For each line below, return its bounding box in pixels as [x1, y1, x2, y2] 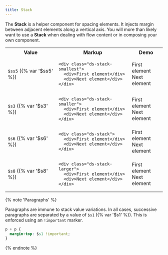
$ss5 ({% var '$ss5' [7, 67, 53, 74]
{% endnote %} [5, 245, 37, 251]
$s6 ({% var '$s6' [7, 134, 48, 141]
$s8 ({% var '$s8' [7, 167, 48, 174]
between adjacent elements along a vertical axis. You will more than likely [5, 26, 157, 32]
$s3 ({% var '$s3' [7, 102, 48, 109]
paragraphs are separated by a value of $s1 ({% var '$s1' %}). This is [5, 211, 147, 217]
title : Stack [5, 7, 32, 12]
